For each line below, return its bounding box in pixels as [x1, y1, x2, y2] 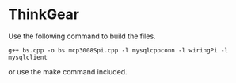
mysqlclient [8, 53, 48, 61]
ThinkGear [8, 5, 80, 23]
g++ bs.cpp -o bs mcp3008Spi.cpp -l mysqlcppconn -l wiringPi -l [8, 46, 228, 54]
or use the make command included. [8, 67, 128, 76]
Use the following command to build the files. [8, 31, 156, 41]
